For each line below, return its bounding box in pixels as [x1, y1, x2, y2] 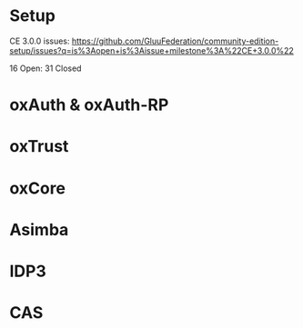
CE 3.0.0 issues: [9, 35, 70, 46]
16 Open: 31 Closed [9, 63, 82, 74]
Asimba [9, 219, 69, 240]
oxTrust [9, 136, 69, 157]
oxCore [9, 178, 66, 198]
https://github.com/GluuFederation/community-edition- [71, 35, 279, 46]
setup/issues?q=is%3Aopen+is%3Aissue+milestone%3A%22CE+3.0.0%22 [9, 45, 294, 55]
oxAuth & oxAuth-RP [9, 94, 169, 115]
